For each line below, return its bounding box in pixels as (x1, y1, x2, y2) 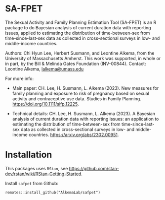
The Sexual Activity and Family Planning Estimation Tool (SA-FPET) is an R (5, 19, 157, 25)
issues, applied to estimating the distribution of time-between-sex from (5, 30, 150, 36)
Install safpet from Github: (5, 180, 58, 186)
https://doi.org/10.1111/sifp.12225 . (12, 101, 79, 107)
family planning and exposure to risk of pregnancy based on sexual (12, 90, 150, 96)
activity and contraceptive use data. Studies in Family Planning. (12, 95, 142, 102)
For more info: (5, 75, 34, 81)
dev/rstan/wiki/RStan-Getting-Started (5, 171, 82, 177)
